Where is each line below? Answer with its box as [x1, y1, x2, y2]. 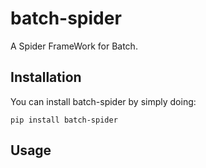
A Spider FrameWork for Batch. [10, 40, 138, 52]
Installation [10, 69, 82, 86]
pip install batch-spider [10, 115, 118, 125]
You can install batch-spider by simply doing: [10, 95, 197, 107]
